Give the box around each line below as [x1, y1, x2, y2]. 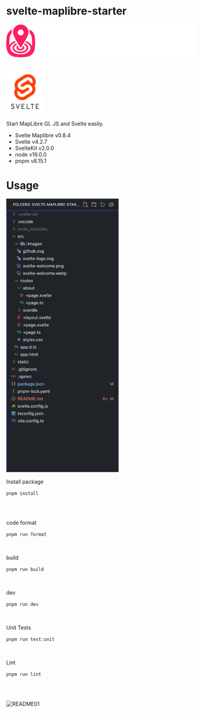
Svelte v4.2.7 [14, 138, 48, 146]
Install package [6, 478, 44, 485]
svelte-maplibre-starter [6, 4, 127, 18]
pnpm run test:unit [6, 637, 55, 643]
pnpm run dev [6, 602, 39, 608]
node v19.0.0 [14, 151, 47, 158]
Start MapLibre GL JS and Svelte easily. [6, 120, 104, 128]
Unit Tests [6, 624, 31, 631]
